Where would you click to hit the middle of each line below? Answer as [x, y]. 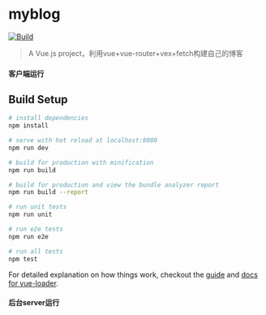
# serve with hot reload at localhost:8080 [83, 140]
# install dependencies [49, 119]
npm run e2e [28, 236]
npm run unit [30, 215]
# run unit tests [38, 207]
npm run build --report [49, 192]
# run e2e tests [36, 229]
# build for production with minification [81, 162]
